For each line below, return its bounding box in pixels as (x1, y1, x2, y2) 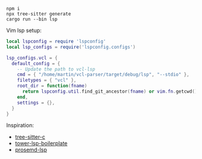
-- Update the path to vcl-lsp (17, 66, 96, 72)
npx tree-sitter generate (6, 11, 71, 17)
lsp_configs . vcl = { (6, 55, 58, 61)
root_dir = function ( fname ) (17, 83, 87, 89)
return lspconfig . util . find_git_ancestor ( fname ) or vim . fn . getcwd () (22, 89, 198, 95)
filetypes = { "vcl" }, (17, 77, 77, 84)
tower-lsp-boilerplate (14, 140, 68, 147)
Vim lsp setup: (6, 27, 42, 34)
